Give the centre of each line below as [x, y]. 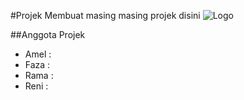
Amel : [38, 54]
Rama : [39, 75]
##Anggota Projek [48, 34]
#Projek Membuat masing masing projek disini [105, 15]
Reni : [36, 86]
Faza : [37, 64]
